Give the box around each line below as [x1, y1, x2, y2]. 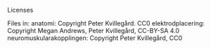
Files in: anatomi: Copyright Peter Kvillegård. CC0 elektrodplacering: [7, 19, 205, 27]
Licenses [7, 6, 34, 14]
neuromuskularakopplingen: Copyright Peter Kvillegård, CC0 [7, 34, 183, 42]
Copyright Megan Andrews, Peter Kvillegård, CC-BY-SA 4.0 [7, 27, 180, 35]
